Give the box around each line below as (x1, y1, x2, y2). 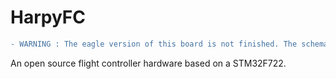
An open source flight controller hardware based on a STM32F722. (10, 57, 287, 69)
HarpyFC (10, 6, 86, 29)
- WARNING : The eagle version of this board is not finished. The (10, 39, 298, 49)
